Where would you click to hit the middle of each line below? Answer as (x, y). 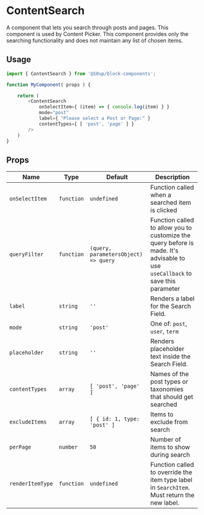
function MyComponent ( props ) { (49, 85)
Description (172, 177)
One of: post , (168, 324)
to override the (171, 472)
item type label (171, 480)
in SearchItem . (170, 488)
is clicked (164, 210)
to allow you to (171, 228)
